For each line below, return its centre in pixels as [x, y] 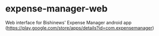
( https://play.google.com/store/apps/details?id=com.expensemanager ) [80, 27]
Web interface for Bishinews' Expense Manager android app [68, 22]
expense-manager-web [57, 9]
